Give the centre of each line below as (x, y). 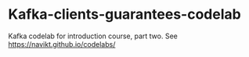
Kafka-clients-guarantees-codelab (125, 14)
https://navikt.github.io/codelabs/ (62, 44)
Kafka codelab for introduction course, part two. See (93, 36)
